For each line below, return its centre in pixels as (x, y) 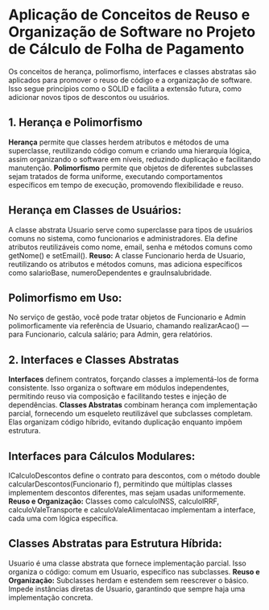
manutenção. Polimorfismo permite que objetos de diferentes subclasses (131, 168)
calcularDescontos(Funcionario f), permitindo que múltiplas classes (120, 484)
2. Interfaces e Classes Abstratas (94, 359)
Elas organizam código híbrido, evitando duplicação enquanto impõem (126, 422)
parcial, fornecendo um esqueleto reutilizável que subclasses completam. (131, 414)
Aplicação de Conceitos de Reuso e (129, 15)
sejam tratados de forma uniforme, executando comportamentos (116, 176)
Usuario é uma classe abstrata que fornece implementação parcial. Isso (128, 563)
